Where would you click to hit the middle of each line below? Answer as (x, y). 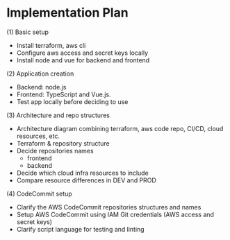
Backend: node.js (41, 87)
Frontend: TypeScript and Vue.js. (64, 94)
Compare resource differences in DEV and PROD (87, 180)
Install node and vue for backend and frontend (83, 60)
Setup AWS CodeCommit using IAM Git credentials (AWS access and (115, 214)
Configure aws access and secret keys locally (82, 53)
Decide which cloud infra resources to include (82, 173)
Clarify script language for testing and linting (80, 229)
